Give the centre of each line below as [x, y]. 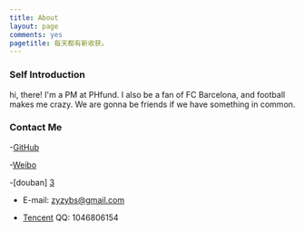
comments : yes [36, 34]
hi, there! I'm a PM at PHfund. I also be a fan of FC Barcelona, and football [147, 94]
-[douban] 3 [32, 182]
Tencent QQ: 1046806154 [70, 217]
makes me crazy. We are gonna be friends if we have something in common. [152, 104]
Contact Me [36, 128]
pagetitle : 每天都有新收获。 [59, 43]
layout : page [34, 26]
